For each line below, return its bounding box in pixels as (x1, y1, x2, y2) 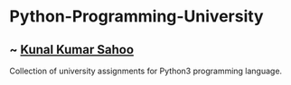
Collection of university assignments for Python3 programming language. (9, 65, 283, 76)
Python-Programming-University (9, 6, 264, 27)
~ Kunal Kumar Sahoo (9, 42, 134, 57)
